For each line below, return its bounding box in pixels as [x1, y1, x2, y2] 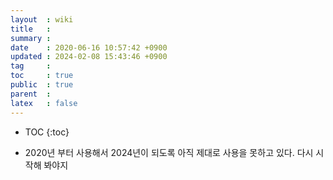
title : [10, 24, 52, 34]
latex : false [10, 98, 78, 108]
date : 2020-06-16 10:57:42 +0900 [10, 42, 168, 53]
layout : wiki [10, 14, 74, 25]
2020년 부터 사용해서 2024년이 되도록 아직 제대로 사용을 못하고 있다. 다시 [24, 146, 314, 158]
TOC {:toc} [24, 126, 70, 138]
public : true [10, 80, 74, 90]
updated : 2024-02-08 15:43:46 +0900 [10, 52, 168, 62]
